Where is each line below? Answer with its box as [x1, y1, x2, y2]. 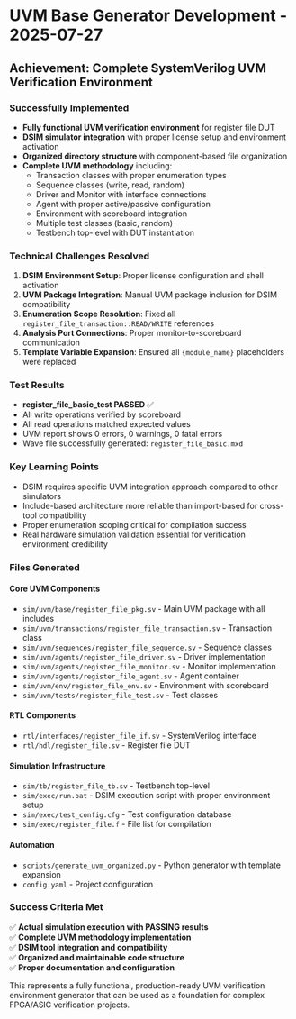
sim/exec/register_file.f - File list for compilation [22, 819, 211, 830]
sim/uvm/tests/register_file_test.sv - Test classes [22, 689, 219, 700]
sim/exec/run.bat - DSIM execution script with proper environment [22, 790, 271, 801]
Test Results [9, 379, 65, 392]
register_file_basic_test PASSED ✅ [22, 399, 155, 410]
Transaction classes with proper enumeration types [35, 169, 227, 180]
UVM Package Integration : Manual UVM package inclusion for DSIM [22, 289, 277, 300]
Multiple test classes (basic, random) [35, 217, 174, 228]
